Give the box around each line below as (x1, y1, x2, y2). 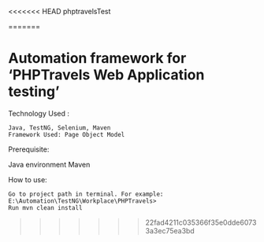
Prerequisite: (8, 145, 50, 154)
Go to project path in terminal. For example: (8, 190, 164, 198)
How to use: (8, 174, 47, 184)
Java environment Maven (8, 159, 91, 169)
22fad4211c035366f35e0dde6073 (145, 218, 257, 227)
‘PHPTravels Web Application (8, 66, 205, 84)
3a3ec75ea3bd (145, 225, 195, 235)
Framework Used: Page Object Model (8, 130, 125, 138)
